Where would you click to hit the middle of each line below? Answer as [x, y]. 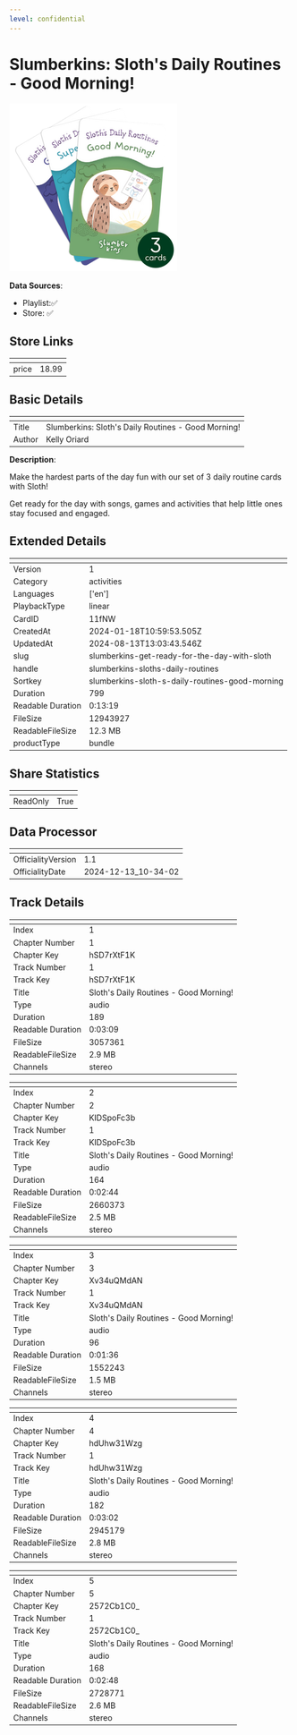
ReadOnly [31, 802]
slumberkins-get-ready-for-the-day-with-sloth [180, 656]
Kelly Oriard [68, 439]
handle [25, 668]
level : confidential [48, 19]
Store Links [42, 341]
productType [37, 743]
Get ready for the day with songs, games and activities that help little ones [146, 503]
